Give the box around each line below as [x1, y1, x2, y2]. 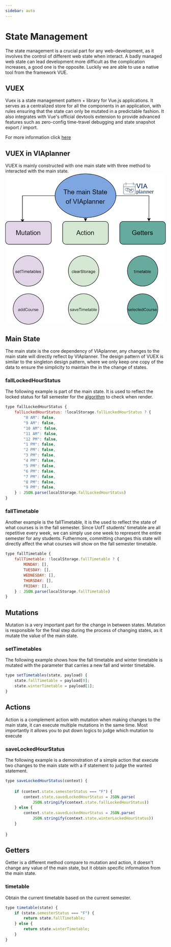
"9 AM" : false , [23, 420, 56, 425]
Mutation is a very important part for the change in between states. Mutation [5, 622, 165, 628]
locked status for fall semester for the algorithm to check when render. [5, 394, 154, 400]
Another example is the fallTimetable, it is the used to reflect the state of [5, 519, 157, 525]
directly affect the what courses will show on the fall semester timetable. [5, 541, 157, 547]
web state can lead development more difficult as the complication [5, 59, 145, 65]
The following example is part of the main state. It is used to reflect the [5, 388, 154, 394]
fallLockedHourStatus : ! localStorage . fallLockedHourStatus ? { [14, 410, 152, 415]
